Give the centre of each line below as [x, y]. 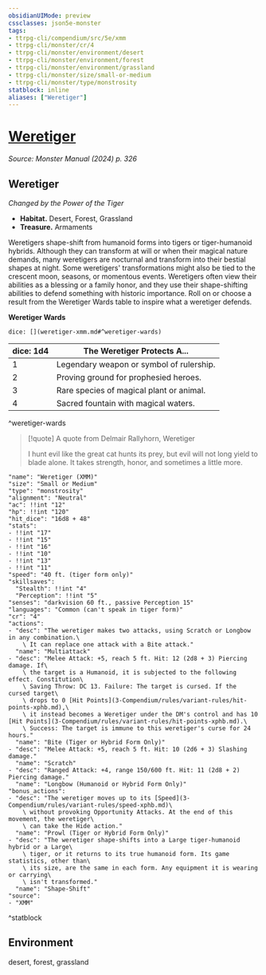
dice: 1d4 [31, 351]
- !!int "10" [30, 554]
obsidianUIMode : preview [49, 16]
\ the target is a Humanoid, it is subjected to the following [130, 673]
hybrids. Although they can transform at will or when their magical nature [128, 251]
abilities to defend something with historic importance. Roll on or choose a [130, 293]
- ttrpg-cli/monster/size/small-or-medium [80, 75]
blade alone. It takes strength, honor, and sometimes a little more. [135, 462]
